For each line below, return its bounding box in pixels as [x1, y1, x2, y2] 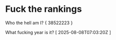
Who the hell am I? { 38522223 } [5, 20, 73, 26]
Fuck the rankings [5, 3, 82, 15]
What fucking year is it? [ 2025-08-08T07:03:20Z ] [5, 29, 111, 35]
